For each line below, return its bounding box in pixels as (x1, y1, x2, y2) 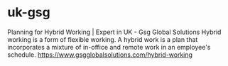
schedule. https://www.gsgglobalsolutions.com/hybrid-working (7, 50, 193, 59)
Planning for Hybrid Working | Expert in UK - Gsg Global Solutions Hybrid (7, 28, 222, 36)
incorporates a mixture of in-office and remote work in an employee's (7, 43, 211, 51)
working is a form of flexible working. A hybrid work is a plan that (7, 35, 198, 43)
